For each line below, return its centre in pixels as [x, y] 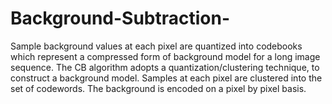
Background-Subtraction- [120, 18]
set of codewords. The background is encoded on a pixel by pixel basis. [158, 88]
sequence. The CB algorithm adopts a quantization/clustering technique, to [165, 67]
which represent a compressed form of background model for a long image [165, 56]
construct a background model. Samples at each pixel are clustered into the [166, 78]
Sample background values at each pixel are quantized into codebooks [156, 46]
